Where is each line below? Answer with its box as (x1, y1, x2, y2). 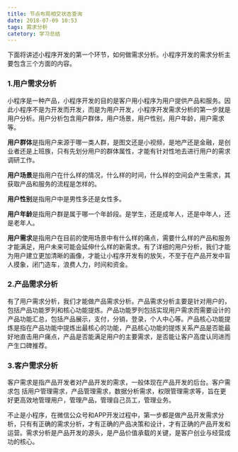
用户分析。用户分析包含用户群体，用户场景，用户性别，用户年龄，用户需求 (7, 114, 225, 123)
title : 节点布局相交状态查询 (7, 10, 83, 18)
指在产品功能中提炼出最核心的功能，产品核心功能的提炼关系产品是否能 (19, 323, 225, 332)
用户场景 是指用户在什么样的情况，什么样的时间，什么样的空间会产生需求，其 (7, 171, 231, 179)
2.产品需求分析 (7, 279, 58, 289)
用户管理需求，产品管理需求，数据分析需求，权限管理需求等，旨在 (27, 387, 220, 395)
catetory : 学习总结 (7, 30, 61, 38)
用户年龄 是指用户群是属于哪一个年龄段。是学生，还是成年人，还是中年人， (7, 210, 225, 218)
